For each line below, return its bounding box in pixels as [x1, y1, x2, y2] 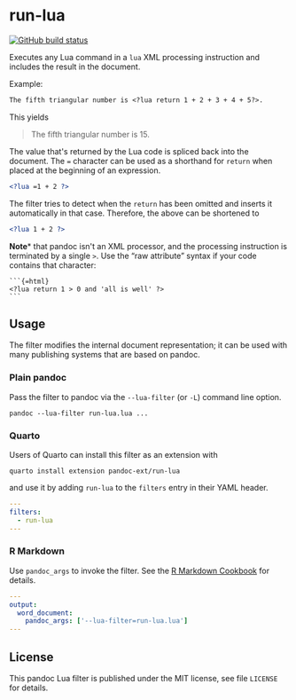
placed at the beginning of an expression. [9, 165, 161, 176]
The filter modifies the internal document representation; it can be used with [9, 340, 288, 350]
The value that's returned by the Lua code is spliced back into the [9, 146, 250, 156]
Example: [9, 78, 43, 89]
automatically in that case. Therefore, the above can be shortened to [9, 208, 260, 218]
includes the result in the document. [9, 61, 141, 72]
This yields [9, 112, 49, 122]
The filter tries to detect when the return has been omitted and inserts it [9, 198, 273, 208]
